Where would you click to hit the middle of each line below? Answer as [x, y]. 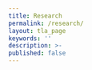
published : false [37, 53]
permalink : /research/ [46, 23]
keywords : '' [30, 38]
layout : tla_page [37, 31]
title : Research [35, 16]
